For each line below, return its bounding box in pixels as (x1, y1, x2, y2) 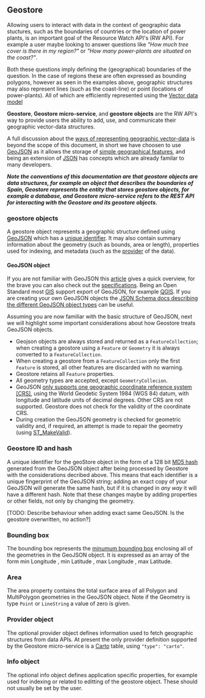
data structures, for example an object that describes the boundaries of (7, 179, 194, 186)
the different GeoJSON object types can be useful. (7, 301, 135, 309)
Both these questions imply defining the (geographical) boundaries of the (7, 66, 192, 73)
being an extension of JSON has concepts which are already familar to (7, 154, 185, 162)
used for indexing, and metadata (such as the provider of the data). (7, 247, 176, 255)
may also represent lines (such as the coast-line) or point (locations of (7, 85, 184, 92)
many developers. (7, 160, 52, 168)
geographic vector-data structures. (7, 122, 95, 130)
